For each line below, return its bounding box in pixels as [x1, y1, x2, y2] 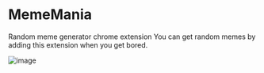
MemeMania [8, 6, 93, 24]
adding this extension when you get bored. [8, 40, 148, 49]
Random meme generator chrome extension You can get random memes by [8, 32, 256, 41]
